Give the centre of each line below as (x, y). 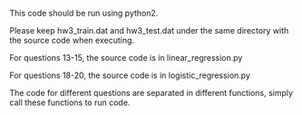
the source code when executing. (72, 40)
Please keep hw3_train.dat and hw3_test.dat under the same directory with (149, 30)
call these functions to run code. (70, 102)
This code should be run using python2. (84, 13)
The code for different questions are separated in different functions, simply (151, 93)
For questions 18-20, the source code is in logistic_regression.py (130, 75)
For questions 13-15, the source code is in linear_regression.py (126, 57)
